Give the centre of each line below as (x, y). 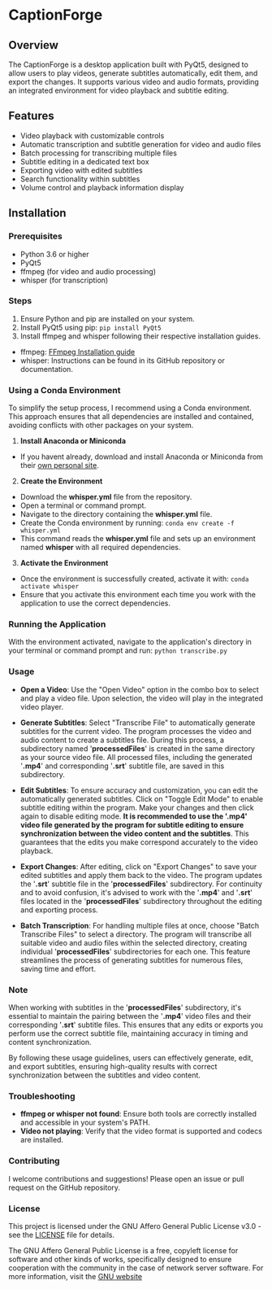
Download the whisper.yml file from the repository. (106, 497)
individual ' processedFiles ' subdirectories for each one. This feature (135, 951)
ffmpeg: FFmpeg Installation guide (78, 352)
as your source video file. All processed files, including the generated (136, 757)
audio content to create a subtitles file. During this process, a (122, 740)
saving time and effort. (58, 968)
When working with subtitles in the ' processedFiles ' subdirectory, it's (125, 1007)
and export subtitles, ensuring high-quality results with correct (113, 1066)
